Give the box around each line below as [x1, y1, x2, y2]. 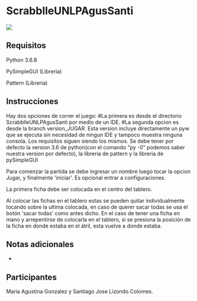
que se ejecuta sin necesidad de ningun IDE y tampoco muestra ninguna [6, 131, 183, 138]
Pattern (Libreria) [6, 79, 48, 87]
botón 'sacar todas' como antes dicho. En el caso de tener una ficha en [6, 209, 180, 217]
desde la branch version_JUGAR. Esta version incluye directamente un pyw [6, 124, 189, 132]
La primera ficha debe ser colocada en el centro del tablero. [6, 185, 153, 193]
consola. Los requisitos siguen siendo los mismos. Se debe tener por [6, 137, 174, 145]
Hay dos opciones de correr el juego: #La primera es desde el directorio [6, 112, 182, 119]
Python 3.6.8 [6, 56, 37, 63]
